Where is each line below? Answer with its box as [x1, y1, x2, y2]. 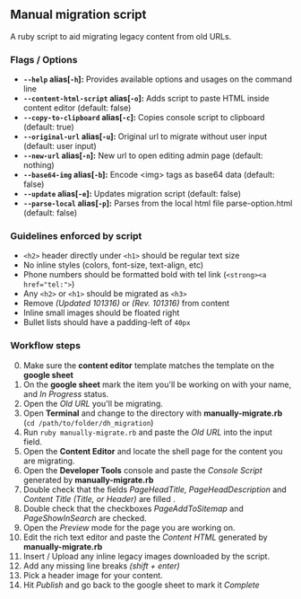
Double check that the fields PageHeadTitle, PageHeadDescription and [22, 484, 288, 495]
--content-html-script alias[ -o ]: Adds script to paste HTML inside [22, 93, 270, 104]
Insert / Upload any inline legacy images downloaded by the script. [22, 551, 271, 561]
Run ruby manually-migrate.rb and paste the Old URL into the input [22, 427, 272, 437]
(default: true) [22, 121, 74, 133]
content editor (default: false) [22, 102, 132, 113]
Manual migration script [10, 7, 147, 22]
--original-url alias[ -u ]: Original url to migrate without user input [22, 131, 268, 142]
